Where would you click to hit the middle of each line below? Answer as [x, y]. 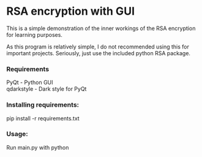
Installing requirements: [43, 105]
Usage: [17, 134]
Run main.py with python [38, 147]
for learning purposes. [35, 34]
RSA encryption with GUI [70, 11]
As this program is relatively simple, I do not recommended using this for [98, 47]
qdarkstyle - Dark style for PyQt [47, 89]
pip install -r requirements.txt [43, 118]
